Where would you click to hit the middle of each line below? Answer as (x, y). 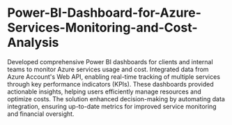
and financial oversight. (41, 114)
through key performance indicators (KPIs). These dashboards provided (110, 84)
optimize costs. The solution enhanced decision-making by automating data (116, 98)
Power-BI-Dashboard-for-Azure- (105, 13)
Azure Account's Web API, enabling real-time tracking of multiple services (114, 76)
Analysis (33, 43)
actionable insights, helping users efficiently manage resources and (105, 91)
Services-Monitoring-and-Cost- (102, 28)
